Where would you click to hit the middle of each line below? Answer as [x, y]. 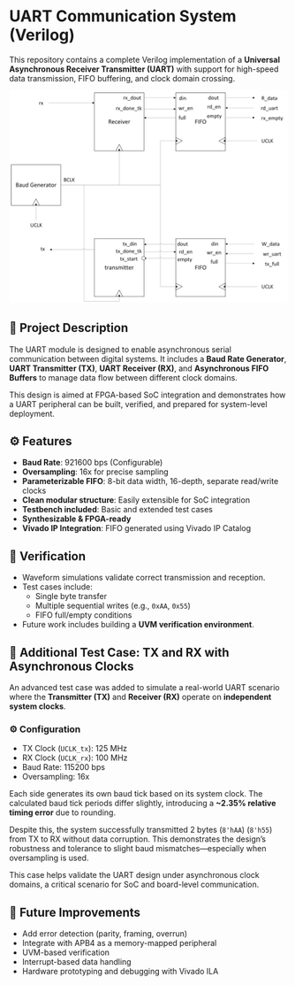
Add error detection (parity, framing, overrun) [105, 934]
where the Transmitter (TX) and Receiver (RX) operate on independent [140, 697]
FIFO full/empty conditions [83, 615]
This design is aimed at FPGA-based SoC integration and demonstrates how [147, 395]
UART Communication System [123, 16]
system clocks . [38, 706]
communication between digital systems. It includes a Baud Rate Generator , [148, 358]
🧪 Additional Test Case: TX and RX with [119, 652]
